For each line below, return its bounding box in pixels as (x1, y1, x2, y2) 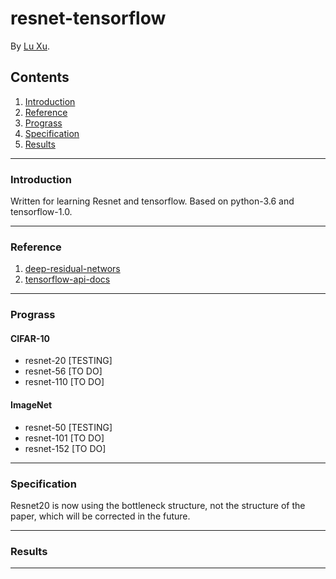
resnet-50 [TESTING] (24, 421, 113, 433)
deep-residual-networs (24, 263, 121, 275)
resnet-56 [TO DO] (24, 365, 103, 377)
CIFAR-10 (10, 332, 50, 344)
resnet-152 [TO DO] (24, 442, 107, 454)
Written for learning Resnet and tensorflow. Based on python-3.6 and (10, 195, 295, 207)
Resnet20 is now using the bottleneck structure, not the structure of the (10, 499, 306, 511)
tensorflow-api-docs (24, 273, 111, 286)
